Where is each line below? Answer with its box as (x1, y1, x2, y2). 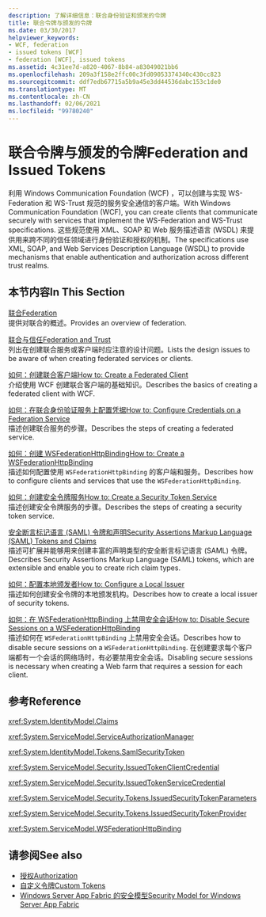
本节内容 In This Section (8, 286, 125, 299)
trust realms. (8, 261, 50, 270)
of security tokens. (8, 598, 70, 607)
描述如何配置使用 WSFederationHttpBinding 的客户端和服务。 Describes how (8, 466, 253, 476)
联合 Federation (8, 308, 58, 318)
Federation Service (8, 413, 70, 424)
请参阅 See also (8, 848, 83, 862)
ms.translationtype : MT (8, 85, 87, 93)
